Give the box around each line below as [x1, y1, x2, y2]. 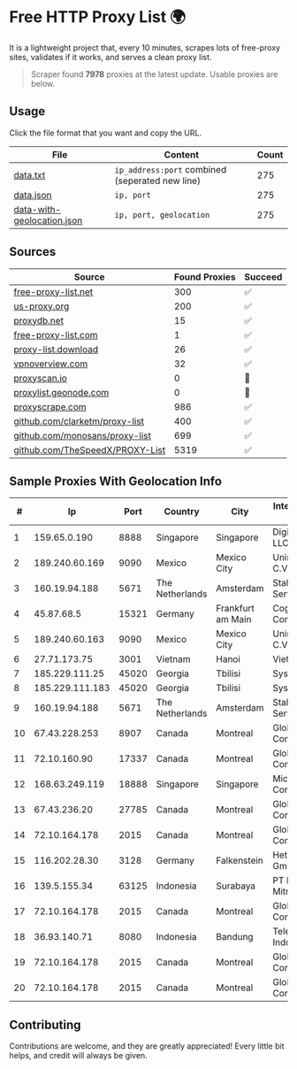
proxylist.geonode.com [13, 386, 110, 398]
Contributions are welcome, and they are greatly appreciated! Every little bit [9, 1041, 285, 1051]
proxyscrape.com [13, 400, 87, 412]
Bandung [216, 931, 254, 943]
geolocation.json [13, 214, 83, 227]
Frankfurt [216, 603, 255, 615]
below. [30, 78, 56, 88]
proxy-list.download [13, 342, 99, 355]
